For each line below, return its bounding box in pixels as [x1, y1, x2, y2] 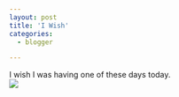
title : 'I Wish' [9, 21, 69, 30]
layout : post [9, 12, 58, 22]
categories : [9, 29, 53, 38]
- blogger [17, 37, 53, 47]
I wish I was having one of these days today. [9, 70, 171, 80]
